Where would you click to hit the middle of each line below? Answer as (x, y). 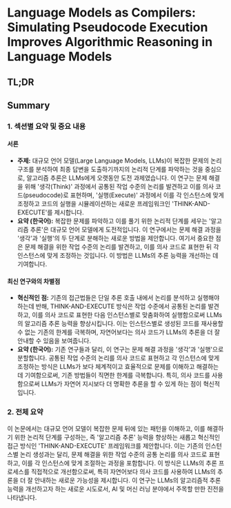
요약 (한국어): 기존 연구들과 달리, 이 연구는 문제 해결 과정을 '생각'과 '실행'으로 (120, 349)
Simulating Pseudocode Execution (108, 27)
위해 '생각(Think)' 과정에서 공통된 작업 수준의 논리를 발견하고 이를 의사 (119, 187)
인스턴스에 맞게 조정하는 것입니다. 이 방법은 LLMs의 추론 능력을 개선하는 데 (118, 256)
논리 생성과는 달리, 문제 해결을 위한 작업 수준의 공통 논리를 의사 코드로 (113, 454)
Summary (29, 105)
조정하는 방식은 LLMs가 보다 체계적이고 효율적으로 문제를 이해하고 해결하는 (118, 367)
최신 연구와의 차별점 (34, 281)
